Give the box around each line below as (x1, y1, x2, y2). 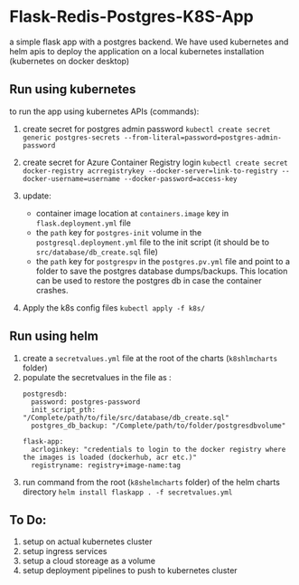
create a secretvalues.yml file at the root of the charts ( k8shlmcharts (22, 352, 278, 363)
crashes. (35, 284, 69, 295)
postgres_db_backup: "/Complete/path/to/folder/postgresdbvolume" (31, 421, 286, 430)
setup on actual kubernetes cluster (22, 536, 153, 547)
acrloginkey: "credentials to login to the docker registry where (31, 445, 286, 454)
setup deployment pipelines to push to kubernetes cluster (22, 565, 238, 576)
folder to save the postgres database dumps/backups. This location (35, 265, 288, 276)
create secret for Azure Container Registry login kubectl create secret (22, 157, 288, 168)
